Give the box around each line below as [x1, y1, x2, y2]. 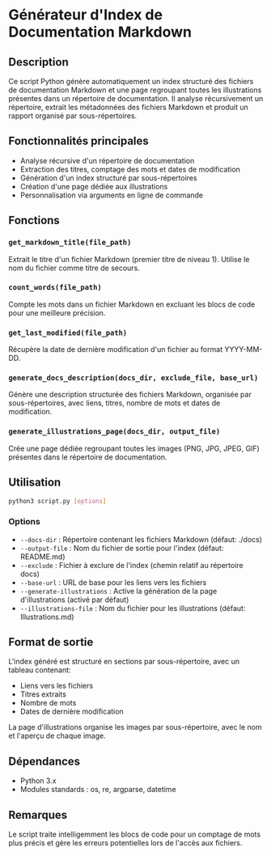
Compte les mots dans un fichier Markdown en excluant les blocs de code [8, 299, 256, 309]
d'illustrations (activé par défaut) [19, 595, 129, 604]
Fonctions [8, 214, 61, 227]
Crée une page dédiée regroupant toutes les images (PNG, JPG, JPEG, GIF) [8, 443, 260, 453]
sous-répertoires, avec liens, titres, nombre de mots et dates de [8, 398, 221, 408]
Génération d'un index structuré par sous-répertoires [19, 172, 197, 183]
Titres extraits [19, 689, 67, 699]
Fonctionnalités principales [8, 134, 150, 148]
